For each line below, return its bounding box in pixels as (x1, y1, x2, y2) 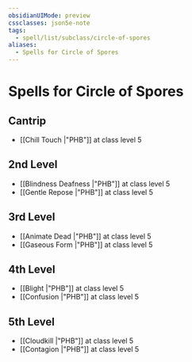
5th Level (8, 314, 56, 329)
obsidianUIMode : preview (8, 11, 90, 20)
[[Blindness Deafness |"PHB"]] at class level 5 (19, 179, 171, 189)
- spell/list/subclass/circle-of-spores (15, 33, 151, 42)
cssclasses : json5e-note (8, 19, 90, 27)
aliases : (8, 41, 37, 49)
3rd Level (8, 211, 56, 224)
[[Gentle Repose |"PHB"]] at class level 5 (19, 187, 153, 196)
